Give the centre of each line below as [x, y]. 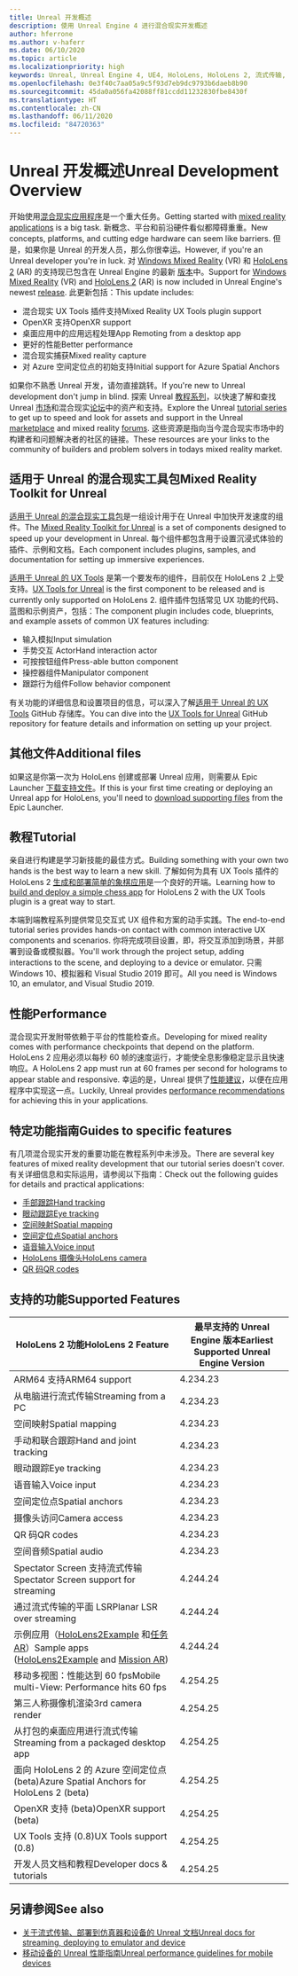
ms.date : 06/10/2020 [47, 51]
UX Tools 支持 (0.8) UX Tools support [90, 1836]
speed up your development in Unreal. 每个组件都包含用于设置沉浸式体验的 [146, 538]
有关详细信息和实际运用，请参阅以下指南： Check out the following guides [144, 1174]
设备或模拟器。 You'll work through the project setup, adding [134, 952]
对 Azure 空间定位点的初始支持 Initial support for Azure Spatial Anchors [151, 366]
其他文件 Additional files [75, 753]
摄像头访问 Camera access [68, 1517]
